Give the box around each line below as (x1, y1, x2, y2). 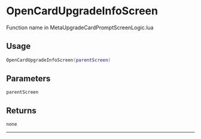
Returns (6, 106, 37, 116)
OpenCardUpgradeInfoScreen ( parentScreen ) (6, 57, 111, 63)
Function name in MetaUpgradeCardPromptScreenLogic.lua (6, 24, 154, 31)
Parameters (6, 73, 51, 84)
